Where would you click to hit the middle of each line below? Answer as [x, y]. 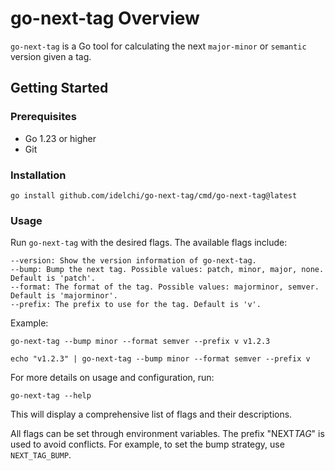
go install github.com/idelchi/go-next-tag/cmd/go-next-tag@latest [154, 195]
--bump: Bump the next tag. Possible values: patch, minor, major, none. [167, 270]
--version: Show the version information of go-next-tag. [133, 261]
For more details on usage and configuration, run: [112, 378]
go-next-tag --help [51, 396]
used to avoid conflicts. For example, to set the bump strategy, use [147, 444]
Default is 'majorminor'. [64, 296]
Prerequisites [43, 117]
